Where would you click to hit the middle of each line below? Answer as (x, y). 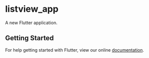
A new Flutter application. (31, 23)
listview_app (32, 9)
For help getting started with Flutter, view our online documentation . (74, 50)
